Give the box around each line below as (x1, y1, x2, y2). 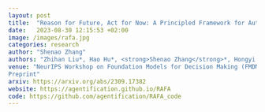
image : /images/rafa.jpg (8, 33, 90, 42)
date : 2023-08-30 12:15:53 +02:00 (8, 26, 129, 34)
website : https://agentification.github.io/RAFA (8, 84, 171, 93)
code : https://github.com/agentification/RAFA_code (8, 92, 181, 100)
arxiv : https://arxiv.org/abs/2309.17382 (8, 77, 147, 85)
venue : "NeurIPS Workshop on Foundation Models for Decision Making (8, 63, 238, 71)
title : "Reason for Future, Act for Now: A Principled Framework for (8, 19, 245, 27)
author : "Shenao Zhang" (8, 48, 87, 56)
